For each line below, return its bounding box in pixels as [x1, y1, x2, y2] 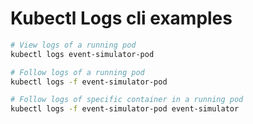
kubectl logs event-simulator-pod [10, 49, 155, 59]
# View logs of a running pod [10, 40, 137, 50]
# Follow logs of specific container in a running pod [10, 95, 244, 105]
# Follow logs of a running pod [10, 67, 145, 77]
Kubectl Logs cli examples [10, 7, 233, 30]
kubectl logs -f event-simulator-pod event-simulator [10, 104, 240, 114]
